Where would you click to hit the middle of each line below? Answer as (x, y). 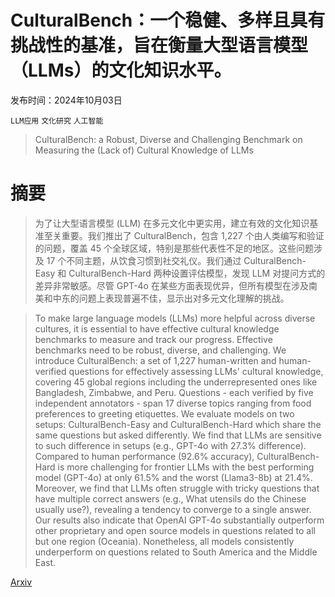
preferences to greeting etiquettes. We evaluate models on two (164, 413)
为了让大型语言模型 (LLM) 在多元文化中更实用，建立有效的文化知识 (172, 223)
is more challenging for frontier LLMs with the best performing (186, 467)
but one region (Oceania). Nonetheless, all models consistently (164, 541)
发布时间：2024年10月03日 (66, 100)
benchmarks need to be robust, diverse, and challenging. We (160, 350)
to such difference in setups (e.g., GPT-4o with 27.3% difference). (170, 445)
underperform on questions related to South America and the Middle (176, 552)
